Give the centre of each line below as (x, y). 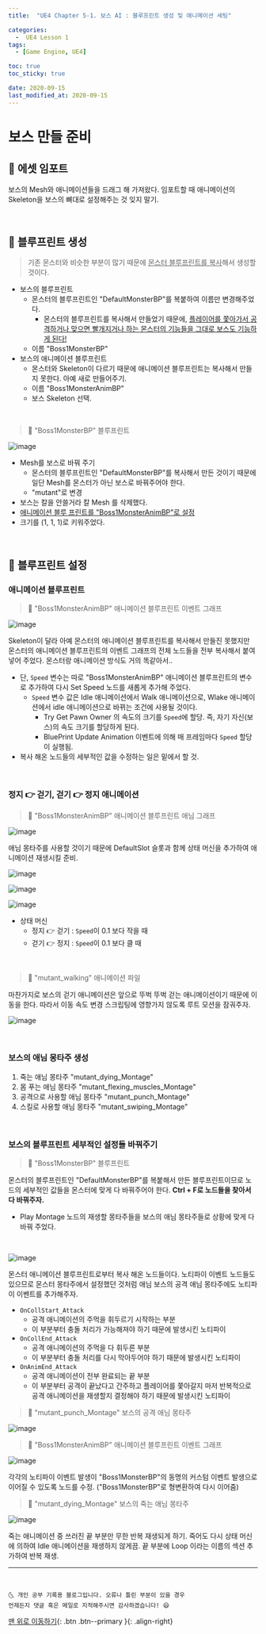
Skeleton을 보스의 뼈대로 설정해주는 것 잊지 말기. (84, 199)
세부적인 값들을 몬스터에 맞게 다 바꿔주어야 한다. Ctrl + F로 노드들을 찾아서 (137, 1190)
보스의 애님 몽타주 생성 (49, 1058)
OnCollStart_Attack (52, 1311)
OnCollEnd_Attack (48, 1339)
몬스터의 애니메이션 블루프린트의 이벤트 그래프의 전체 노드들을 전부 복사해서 (125, 650)
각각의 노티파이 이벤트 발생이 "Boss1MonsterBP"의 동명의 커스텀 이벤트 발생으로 (133, 1477)
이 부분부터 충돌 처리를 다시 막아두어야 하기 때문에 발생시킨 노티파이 (136, 1358)
